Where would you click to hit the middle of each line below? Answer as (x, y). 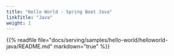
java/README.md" (29, 46)
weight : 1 (19, 23)
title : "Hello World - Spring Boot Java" (59, 12)
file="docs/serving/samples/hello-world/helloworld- (103, 40)
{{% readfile (22, 40)
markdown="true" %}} (82, 46)
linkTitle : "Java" (29, 17)
